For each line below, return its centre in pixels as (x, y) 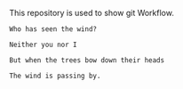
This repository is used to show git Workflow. (92, 13)
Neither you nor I (43, 44)
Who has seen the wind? (53, 29)
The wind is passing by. (55, 76)
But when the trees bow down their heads (87, 61)
